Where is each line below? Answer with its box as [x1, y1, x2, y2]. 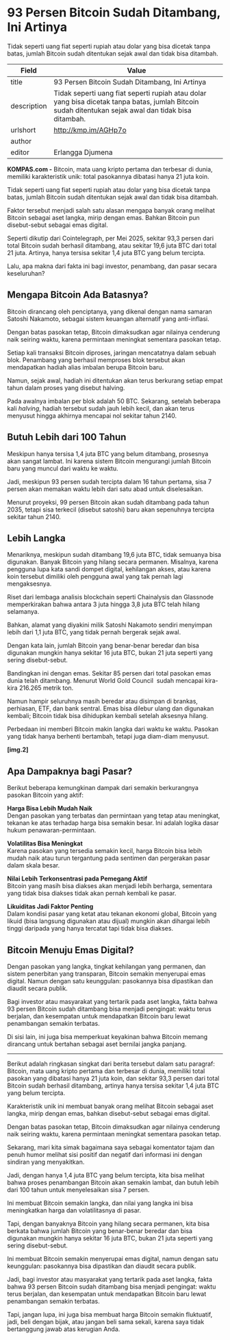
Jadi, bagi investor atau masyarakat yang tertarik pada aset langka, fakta [7, 1276, 212, 1283]
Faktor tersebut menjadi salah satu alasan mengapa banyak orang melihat [7, 206, 216, 214]
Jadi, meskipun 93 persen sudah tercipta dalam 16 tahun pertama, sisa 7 [7, 477, 212, 486]
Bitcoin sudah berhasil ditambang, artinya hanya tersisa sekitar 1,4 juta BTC [7, 1081, 219, 1090]
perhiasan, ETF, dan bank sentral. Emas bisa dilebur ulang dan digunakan [7, 704, 214, 713]
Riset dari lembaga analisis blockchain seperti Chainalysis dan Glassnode [7, 593, 214, 601]
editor [10, 147, 29, 157]
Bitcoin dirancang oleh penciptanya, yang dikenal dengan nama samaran [7, 307, 212, 315]
